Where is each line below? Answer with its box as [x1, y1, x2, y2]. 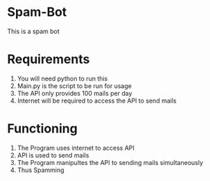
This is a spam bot [7, 27, 60, 35]
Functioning [7, 121, 78, 137]
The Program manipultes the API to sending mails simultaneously [17, 158, 203, 166]
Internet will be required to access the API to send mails [17, 96, 177, 105]
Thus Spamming [17, 166, 64, 174]
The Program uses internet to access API [17, 144, 135, 152]
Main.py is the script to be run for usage [17, 81, 132, 90]
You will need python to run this [17, 74, 108, 83]
